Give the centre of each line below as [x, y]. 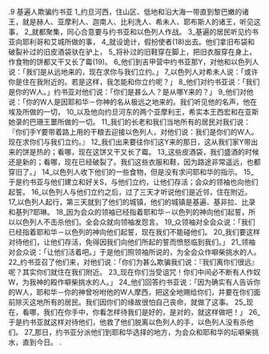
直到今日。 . [42, 342]
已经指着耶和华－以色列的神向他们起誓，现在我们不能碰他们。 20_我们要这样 [134, 232]
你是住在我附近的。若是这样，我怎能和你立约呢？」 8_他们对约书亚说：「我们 [134, 82]
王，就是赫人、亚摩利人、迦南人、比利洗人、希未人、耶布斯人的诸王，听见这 [134, 22]
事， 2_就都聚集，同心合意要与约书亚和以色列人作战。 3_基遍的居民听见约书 [133, 32]
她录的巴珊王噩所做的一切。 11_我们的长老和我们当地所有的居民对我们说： [129, 122]
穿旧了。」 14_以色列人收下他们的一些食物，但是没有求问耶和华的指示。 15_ [131, 172]
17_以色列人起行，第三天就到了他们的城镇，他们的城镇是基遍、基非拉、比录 [132, 202]
